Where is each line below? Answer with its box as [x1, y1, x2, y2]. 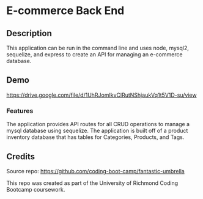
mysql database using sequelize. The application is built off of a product [6, 127, 188, 135]
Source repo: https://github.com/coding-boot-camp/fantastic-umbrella [6, 167, 185, 175]
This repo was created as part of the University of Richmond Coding [6, 179, 179, 187]
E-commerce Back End [6, 4, 125, 18]
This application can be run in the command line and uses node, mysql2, [6, 44, 190, 51]
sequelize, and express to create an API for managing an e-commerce [6, 51, 183, 58]
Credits [6, 151, 35, 162]
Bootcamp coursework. [6, 186, 65, 193]
